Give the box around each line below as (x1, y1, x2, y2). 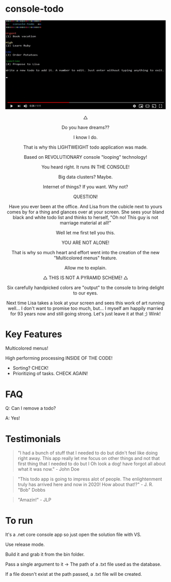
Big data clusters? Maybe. (58, 174, 113, 180)
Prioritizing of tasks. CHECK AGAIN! (12, 371, 88, 377)
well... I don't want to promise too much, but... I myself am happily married (7, 305, 164, 311)
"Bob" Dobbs (17, 487, 46, 493)
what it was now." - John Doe (17, 466, 80, 472)
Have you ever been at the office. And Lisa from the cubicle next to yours (9, 203, 162, 209)
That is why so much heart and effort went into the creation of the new (11, 249, 160, 255)
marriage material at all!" (60, 220, 111, 226)
